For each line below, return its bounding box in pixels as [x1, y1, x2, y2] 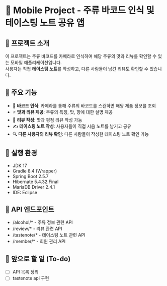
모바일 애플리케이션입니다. [10, 60, 62, 66]
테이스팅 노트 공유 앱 [5, 17, 85, 29]
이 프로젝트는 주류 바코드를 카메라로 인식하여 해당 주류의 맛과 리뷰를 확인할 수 [5, 53, 157, 59]
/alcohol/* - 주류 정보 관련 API [12, 219, 73, 225]
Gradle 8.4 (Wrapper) [12, 167, 57, 174]
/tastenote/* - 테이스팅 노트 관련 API [12, 232, 86, 238]
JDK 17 [12, 162, 27, 168]
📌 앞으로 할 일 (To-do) [5, 254, 71, 263]
